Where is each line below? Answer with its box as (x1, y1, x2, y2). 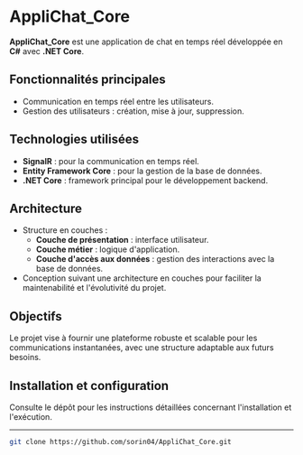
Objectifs (9, 309, 63, 324)
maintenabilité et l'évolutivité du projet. (22, 283, 167, 293)
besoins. (9, 352, 41, 363)
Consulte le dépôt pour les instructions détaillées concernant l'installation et (9, 402, 292, 413)
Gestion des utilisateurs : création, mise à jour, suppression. (22, 106, 245, 116)
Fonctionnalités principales (9, 72, 167, 88)
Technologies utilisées (9, 132, 140, 147)
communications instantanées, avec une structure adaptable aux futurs (9, 342, 274, 353)
